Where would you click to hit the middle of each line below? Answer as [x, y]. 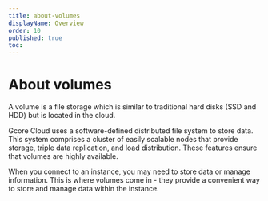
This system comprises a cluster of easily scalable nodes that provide [123, 140]
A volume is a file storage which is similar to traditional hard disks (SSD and [132, 107]
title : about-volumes [44, 16]
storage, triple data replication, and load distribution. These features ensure [133, 148]
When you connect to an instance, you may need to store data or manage [129, 171]
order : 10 [25, 30]
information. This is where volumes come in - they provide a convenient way [134, 180]
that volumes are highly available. [63, 156]
